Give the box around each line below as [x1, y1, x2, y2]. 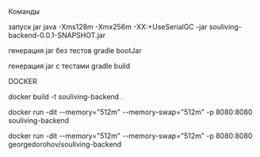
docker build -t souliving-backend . [8, 92, 124, 101]
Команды [8, 7, 40, 16]
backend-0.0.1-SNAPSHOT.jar [8, 31, 105, 40]
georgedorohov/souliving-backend [8, 140, 122, 149]
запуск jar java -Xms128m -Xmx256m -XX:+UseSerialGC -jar [8, 22, 208, 31]
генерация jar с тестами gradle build [8, 61, 131, 71]
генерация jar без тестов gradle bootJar [8, 46, 142, 55]
